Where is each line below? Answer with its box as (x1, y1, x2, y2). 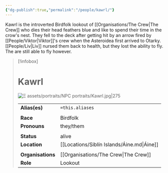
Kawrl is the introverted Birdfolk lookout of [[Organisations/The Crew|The (5, 21, 159, 27)
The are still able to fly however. (5, 48, 72, 54)
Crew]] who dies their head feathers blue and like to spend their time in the (5, 26, 162, 33)
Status (20, 132, 37, 140)
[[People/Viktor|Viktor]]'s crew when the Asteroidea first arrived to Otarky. (5, 38, 161, 44)
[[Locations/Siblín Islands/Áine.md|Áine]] (60, 141, 159, 148)
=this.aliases (60, 105, 94, 111)
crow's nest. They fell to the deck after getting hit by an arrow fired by (5, 32, 152, 38)
